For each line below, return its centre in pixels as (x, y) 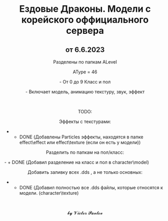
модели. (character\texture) (49, 193)
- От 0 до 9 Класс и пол (85, 82)
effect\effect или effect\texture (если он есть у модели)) (80, 142)
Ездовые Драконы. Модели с (85, 9)
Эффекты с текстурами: (85, 122)
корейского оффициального (85, 20)
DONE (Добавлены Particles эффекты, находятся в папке (81, 137)
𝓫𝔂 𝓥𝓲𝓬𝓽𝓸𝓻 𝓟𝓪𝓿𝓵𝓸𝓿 (85, 213)
